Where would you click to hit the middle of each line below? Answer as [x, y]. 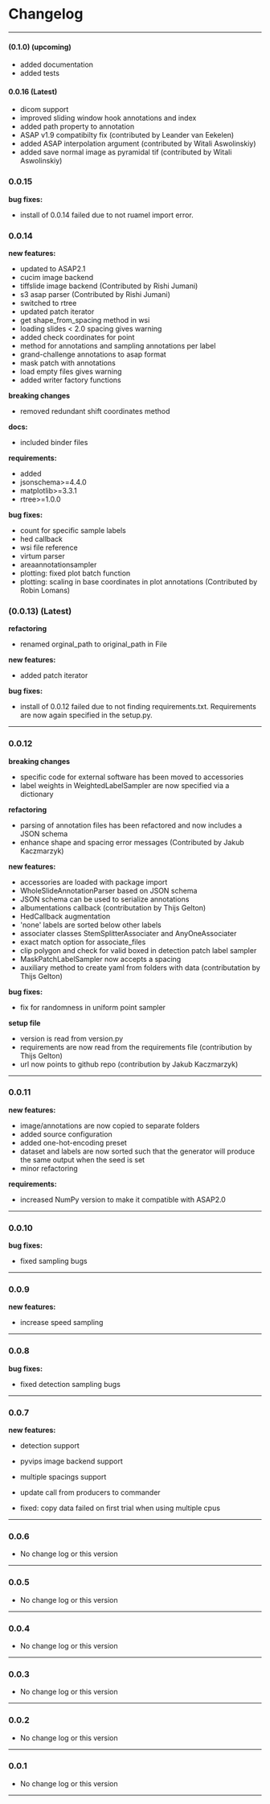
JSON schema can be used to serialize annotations [104, 899]
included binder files [54, 442]
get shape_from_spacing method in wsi [85, 320]
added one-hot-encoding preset [73, 1142]
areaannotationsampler [58, 564]
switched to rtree [48, 303]
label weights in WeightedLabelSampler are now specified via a [125, 785]
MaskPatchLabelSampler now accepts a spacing [100, 959]
